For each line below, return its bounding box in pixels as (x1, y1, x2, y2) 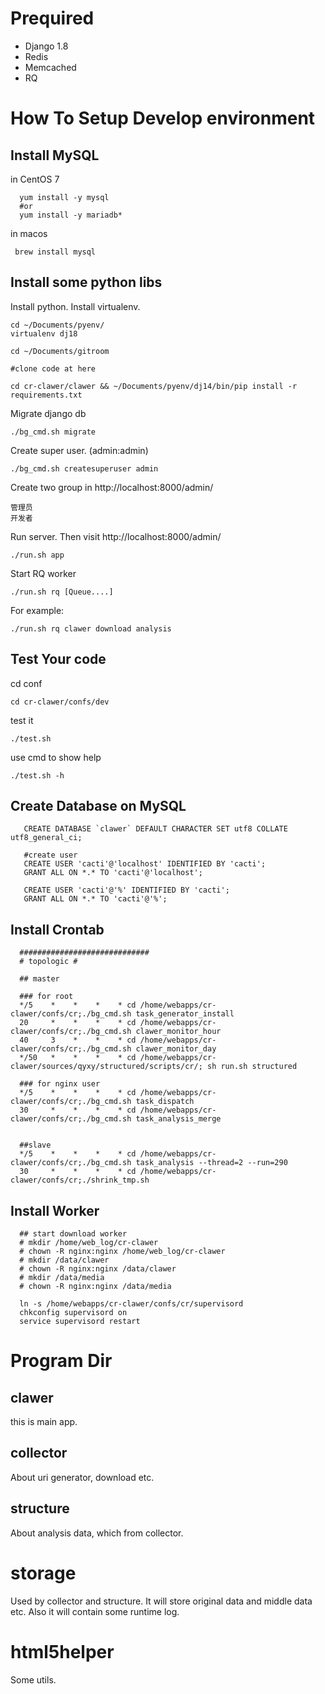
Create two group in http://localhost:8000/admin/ (10, 481, 214, 493)
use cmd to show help (10, 751, 102, 763)
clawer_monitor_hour (135, 1027, 222, 1037)
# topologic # (19, 957, 78, 967)
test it (10, 714, 34, 726)
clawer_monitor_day (135, 1044, 217, 1054)
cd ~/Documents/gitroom (10, 346, 110, 356)
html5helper (10, 1640, 115, 1663)
